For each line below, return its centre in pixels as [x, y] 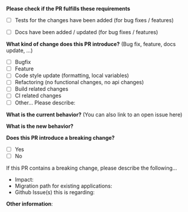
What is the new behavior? [40, 126]
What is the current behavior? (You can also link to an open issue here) [94, 114]
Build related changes [41, 89]
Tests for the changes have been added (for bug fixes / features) [94, 20]
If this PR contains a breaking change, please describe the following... [92, 168]
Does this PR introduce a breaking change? [60, 137]
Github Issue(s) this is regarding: [55, 192]
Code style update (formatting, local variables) [72, 76]
